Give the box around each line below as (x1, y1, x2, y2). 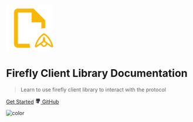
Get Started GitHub (6, 98, 59, 105)
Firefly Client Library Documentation (6, 67, 188, 80)
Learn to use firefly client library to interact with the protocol (20, 86, 166, 93)
